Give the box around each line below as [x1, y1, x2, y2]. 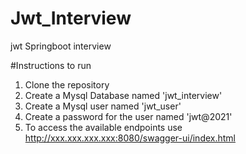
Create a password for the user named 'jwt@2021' [24, 110, 233, 122]
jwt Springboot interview [10, 40, 112, 52]
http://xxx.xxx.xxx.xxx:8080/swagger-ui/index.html [24, 132, 236, 144]
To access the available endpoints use [24, 121, 183, 133]
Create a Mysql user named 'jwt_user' [24, 100, 182, 112]
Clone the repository [24, 78, 110, 91]
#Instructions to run [10, 59, 92, 71]
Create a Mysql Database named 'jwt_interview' [24, 89, 223, 101]
